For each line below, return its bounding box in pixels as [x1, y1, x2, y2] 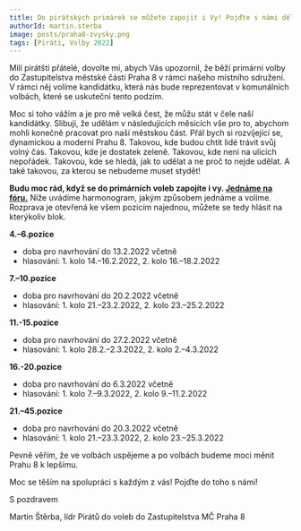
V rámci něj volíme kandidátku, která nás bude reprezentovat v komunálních [9, 81, 289, 92]
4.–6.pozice [9, 229, 55, 240]
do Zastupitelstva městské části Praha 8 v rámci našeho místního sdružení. [9, 73, 286, 83]
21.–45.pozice [9, 406, 63, 416]
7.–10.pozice [9, 273, 56, 284]
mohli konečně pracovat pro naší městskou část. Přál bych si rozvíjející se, [9, 127, 284, 139]
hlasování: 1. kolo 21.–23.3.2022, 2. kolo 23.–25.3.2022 [21, 433, 224, 443]
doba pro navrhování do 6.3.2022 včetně [21, 379, 174, 390]
